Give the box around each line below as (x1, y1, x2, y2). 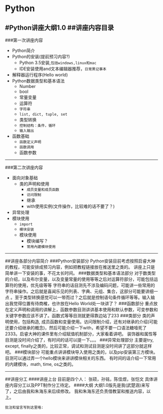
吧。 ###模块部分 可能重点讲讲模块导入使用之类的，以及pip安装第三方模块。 (5, 349, 158, 355)
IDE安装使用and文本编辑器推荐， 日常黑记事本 (19, 66, 107, 71)
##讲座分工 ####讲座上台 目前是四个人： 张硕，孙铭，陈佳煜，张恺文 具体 (5, 376, 154, 382)
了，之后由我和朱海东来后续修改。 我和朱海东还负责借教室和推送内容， (5, 388, 147, 394)
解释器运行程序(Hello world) (12, 72, 68, 78)
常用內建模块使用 (26, 244, 56, 249)
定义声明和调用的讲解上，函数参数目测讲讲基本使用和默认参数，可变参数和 (9, 307, 158, 312)
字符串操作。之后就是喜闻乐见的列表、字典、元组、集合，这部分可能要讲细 (5, 289, 154, 294)
